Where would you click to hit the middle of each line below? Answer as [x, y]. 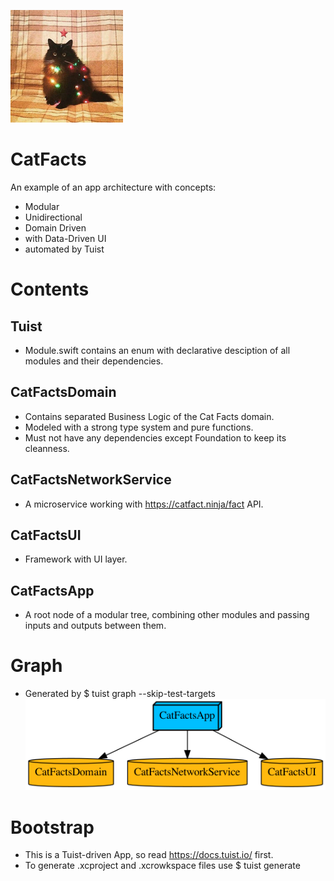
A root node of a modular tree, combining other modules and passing [167, 615]
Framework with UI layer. [76, 559]
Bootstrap [52, 827]
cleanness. [47, 448]
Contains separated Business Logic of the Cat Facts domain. [149, 416]
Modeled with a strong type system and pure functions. [139, 427]
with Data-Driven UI [65, 238]
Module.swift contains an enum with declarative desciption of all [157, 350]
